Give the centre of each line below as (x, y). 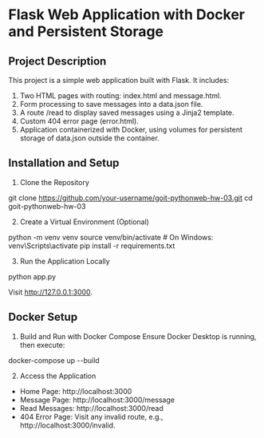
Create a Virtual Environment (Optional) (85, 222)
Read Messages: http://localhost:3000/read (91, 408)
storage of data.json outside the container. (89, 138)
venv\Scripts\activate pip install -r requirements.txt (92, 246)
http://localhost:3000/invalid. (67, 425)
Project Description (57, 61)
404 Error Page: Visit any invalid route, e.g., (91, 416)
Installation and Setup (64, 163)
